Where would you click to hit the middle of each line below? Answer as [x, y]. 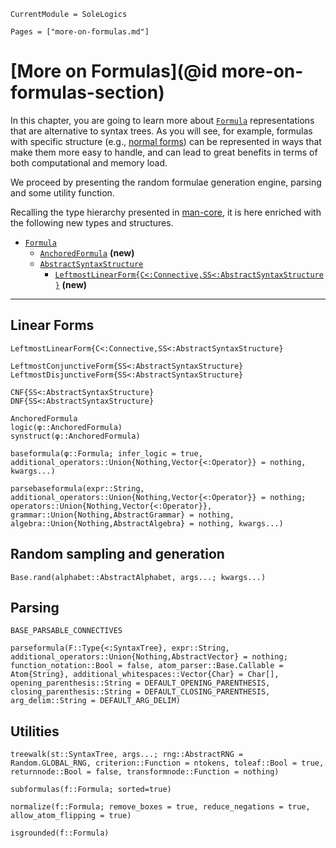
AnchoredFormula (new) [87, 252]
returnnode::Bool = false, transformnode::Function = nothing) [145, 772]
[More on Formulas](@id [114, 71]
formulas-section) [87, 92]
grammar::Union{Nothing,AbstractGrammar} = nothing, [122, 515]
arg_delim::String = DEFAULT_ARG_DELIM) [96, 701]
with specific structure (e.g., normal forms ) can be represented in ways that [166, 141]
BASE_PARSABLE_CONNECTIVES [66, 631]
